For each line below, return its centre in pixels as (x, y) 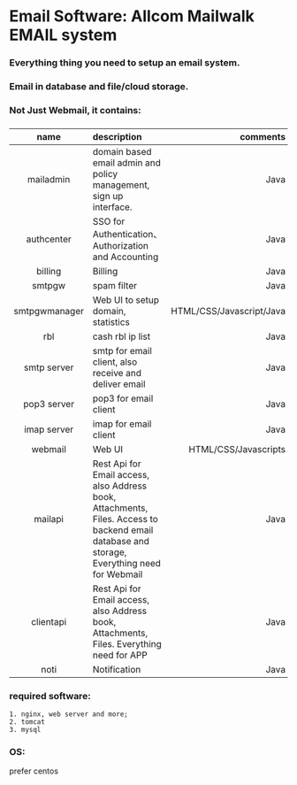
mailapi (49, 519)
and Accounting (126, 257)
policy (105, 173)
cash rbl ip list (122, 336)
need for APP (120, 655)
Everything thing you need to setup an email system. (125, 63)
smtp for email (122, 350)
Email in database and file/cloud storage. (99, 87)
